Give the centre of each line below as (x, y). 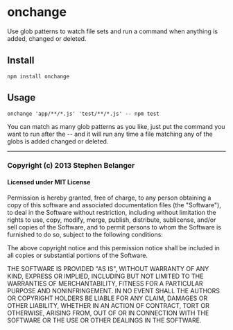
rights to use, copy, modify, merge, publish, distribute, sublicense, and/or (112, 220)
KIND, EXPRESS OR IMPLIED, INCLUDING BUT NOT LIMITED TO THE (105, 276)
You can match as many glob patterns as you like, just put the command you (116, 126)
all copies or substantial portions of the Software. (77, 255)
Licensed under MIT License (49, 182)
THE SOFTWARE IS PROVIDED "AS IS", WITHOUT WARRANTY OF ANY (108, 268)
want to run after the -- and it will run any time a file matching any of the (110, 134)
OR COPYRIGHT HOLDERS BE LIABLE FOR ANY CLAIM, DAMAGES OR (107, 298)
